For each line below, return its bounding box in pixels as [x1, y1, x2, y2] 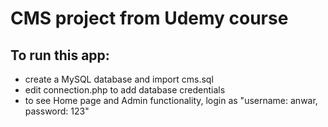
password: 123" [24, 105, 90, 117]
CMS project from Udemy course [10, 7, 289, 30]
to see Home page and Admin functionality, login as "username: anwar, [24, 95, 318, 106]
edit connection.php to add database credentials [24, 84, 226, 96]
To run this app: [10, 47, 110, 64]
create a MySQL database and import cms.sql [24, 73, 214, 85]
